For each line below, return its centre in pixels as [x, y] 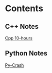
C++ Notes [22, 27]
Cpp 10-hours [19, 38]
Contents [24, 9]
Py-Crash [15, 65]
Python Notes [26, 53]
